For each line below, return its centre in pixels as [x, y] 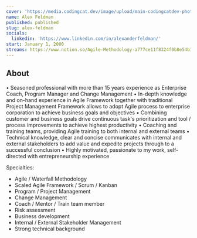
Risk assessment [35, 210]
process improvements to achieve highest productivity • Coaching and [91, 125]
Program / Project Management [52, 191]
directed [16, 156]
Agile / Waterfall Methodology [50, 179]
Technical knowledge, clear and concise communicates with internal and [94, 137]
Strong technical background [50, 229]
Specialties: [20, 167]
